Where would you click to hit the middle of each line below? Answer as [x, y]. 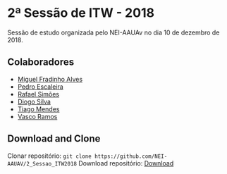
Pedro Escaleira [40, 87]
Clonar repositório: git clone [49, 156]
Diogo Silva [34, 101]
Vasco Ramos [37, 116]
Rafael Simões [38, 94]
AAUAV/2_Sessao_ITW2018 [42, 163]
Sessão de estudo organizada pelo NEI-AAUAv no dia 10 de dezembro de [114, 32]
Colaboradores [41, 62]
